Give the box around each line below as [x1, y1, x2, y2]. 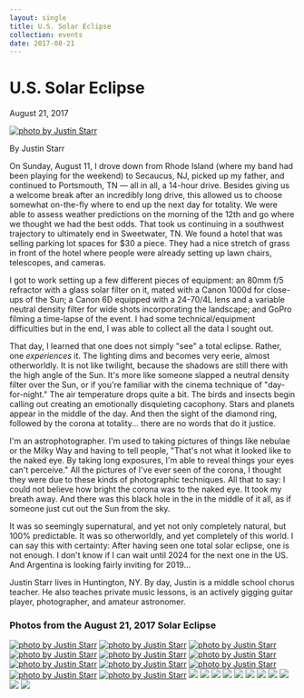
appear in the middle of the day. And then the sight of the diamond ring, [9, 408, 278, 419]
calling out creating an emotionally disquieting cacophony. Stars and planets [9, 399, 295, 410]
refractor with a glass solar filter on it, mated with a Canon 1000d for [9, 284, 265, 295]
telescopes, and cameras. [9, 257, 106, 268]
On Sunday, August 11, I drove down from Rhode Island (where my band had [9, 161, 293, 172]
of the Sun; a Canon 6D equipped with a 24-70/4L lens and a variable [25, 294, 286, 305]
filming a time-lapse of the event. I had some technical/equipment [9, 314, 256, 324]
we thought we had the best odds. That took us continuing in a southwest [9, 219, 284, 230]
